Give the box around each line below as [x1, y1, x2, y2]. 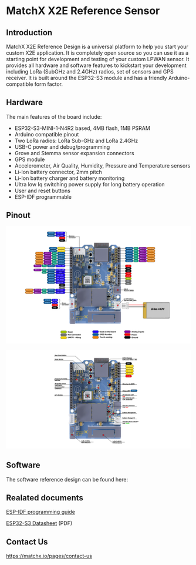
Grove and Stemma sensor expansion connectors [14, 149, 134, 156]
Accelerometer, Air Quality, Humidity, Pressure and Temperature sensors [14, 162, 191, 169]
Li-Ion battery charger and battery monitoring [14, 175, 125, 182]
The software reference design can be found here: [6, 476, 128, 483]
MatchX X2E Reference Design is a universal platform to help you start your [6, 43, 189, 50]
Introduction [6, 28, 53, 38]
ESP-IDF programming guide [6, 509, 75, 516]
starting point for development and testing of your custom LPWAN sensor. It [6, 56, 190, 62]
